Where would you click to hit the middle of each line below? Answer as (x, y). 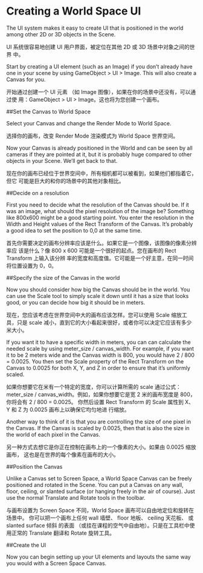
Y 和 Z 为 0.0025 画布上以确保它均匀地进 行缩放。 (68, 409)
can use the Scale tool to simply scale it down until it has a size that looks (98, 296)
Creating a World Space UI (74, 11)
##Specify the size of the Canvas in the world (63, 277)
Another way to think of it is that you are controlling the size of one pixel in (99, 422)
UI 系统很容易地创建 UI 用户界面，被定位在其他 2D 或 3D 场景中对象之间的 (98, 47)
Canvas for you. (26, 79)
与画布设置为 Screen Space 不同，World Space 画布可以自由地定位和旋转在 (100, 510)
